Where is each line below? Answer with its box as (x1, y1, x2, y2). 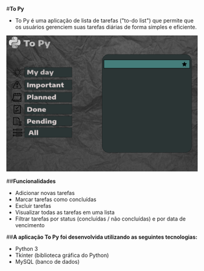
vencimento (15, 222, 45, 229)
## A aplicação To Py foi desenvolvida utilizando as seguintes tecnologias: (6, 233, 198, 241)
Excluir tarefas (15, 202, 52, 210)
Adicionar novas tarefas (15, 190, 75, 197)
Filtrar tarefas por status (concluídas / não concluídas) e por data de (15, 215, 186, 222)
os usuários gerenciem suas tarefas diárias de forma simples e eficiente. (15, 24, 197, 30)
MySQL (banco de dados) (15, 258, 80, 266)
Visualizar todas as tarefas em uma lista (15, 209, 115, 216)
